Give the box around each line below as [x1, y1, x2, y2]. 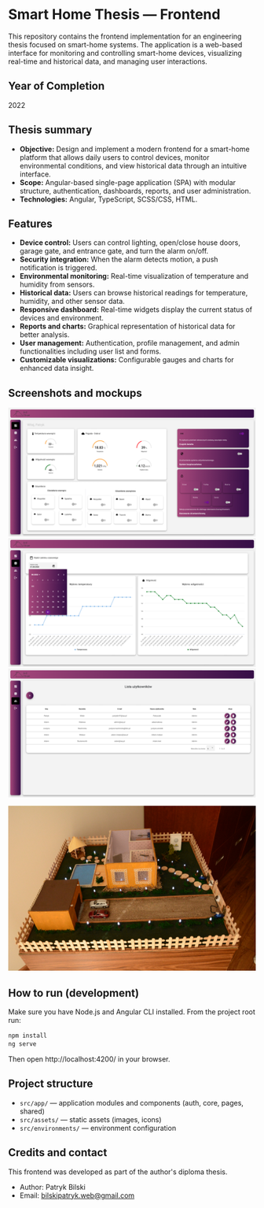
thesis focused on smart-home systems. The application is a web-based [8, 39, 243, 49]
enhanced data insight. [19, 364, 94, 373]
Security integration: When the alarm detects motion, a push [19, 254, 218, 265]
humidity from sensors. [19, 280, 95, 289]
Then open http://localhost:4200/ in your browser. [8, 1054, 170, 1064]
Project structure [8, 1077, 93, 1091]
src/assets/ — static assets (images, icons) [19, 1114, 163, 1124]
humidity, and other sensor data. [19, 297, 126, 306]
